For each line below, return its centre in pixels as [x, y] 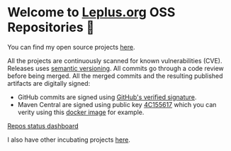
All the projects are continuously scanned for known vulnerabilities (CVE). [115, 60]
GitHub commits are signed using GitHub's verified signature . [107, 97]
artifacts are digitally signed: [49, 83]
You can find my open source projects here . [72, 47]
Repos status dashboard [43, 125]
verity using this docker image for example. [81, 112]
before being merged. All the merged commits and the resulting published [115, 76]
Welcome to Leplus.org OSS [91, 12]
